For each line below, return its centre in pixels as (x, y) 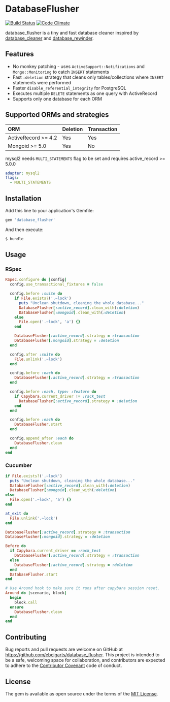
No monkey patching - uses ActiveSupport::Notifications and (78, 66)
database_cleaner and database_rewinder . (49, 38)
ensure (17, 607)
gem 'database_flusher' (30, 220)
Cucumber (19, 465)
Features (20, 54)
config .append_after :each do (42, 438)
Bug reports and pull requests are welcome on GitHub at (64, 649)
